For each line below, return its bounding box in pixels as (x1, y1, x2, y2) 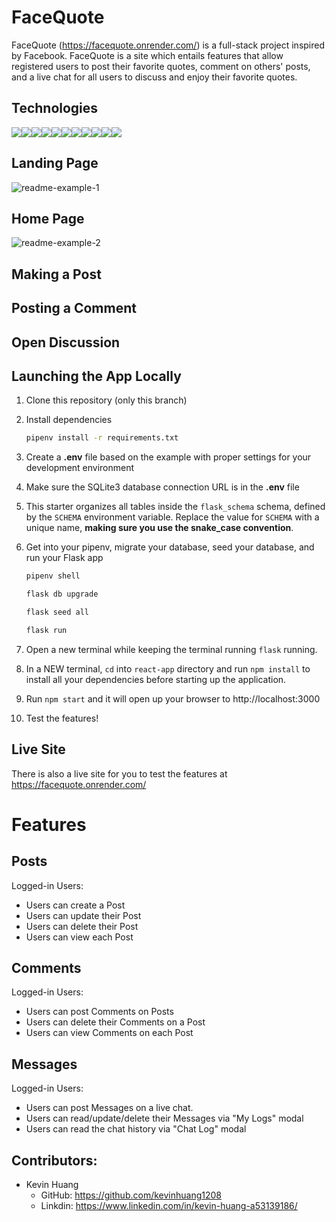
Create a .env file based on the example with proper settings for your (25, 451, 312, 463)
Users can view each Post (25, 931, 134, 943)
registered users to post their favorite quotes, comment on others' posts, (11, 60, 311, 72)
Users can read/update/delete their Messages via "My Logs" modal (25, 1112, 304, 1125)
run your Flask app (25, 552, 104, 564)
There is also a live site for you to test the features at (11, 767, 228, 780)
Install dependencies (25, 414, 113, 426)
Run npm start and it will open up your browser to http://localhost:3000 (25, 692, 321, 705)
